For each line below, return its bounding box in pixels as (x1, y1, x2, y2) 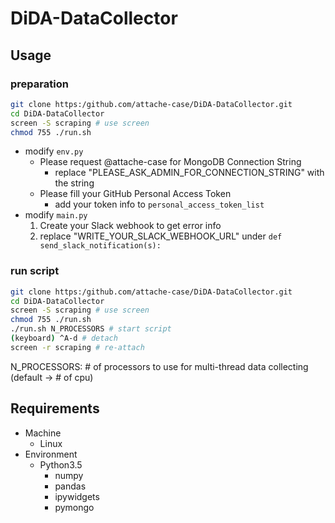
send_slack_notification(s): (39, 241, 162, 251)
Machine (24, 427, 62, 439)
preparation (10, 77, 69, 91)
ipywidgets (54, 490, 100, 502)
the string (54, 177, 95, 189)
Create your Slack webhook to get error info (39, 220, 222, 232)
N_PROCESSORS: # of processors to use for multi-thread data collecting (10, 360, 309, 372)
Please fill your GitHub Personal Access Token (39, 188, 232, 200)
